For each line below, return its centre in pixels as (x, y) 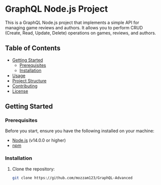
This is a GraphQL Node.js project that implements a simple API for (72, 22)
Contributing (25, 86)
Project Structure (29, 81)
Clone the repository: (33, 169)
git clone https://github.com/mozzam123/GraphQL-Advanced (72, 178)
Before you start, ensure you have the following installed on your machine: (80, 131)
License (20, 91)
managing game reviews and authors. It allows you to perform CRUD (74, 27)
